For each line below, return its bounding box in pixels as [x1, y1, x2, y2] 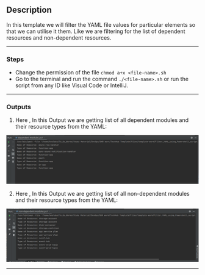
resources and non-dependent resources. [6, 34, 112, 41]
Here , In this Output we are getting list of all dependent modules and [15, 116, 189, 124]
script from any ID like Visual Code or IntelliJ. [15, 82, 128, 89]
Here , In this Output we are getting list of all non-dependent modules [15, 190, 190, 198]
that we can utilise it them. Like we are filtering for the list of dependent [6, 27, 185, 35]
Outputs [6, 103, 32, 112]
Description [6, 5, 52, 15]
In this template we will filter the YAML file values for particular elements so [6, 21, 196, 28]
